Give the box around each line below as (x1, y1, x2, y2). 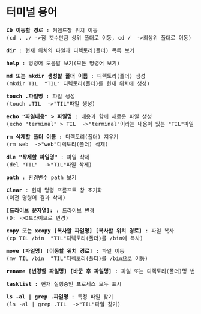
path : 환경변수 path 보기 (6, 174, 77, 181)
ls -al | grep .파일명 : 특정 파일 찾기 (6, 293, 113, 300)
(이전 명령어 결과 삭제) (6, 194, 66, 201)
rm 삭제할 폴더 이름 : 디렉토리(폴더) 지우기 (6, 133, 119, 140)
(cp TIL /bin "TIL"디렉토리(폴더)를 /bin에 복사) (6, 235, 143, 241)
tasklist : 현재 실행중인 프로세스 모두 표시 (6, 280, 122, 287)
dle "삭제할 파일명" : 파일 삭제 (6, 154, 90, 160)
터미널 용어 (6, 5, 58, 19)
